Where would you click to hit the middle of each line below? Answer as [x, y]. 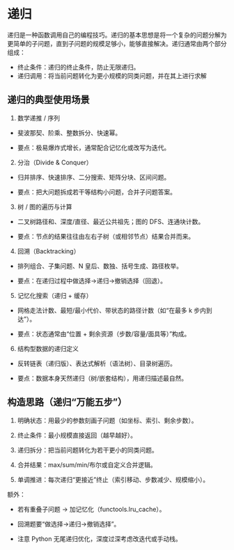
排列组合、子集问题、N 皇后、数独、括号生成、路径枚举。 [100, 266]
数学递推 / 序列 [39, 118]
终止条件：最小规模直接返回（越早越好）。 [77, 435]
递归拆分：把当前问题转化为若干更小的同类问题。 [87, 450]
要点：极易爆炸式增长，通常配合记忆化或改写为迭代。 [94, 148]
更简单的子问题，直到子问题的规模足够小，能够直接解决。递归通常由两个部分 [117, 43]
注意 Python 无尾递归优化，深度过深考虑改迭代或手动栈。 [100, 539]
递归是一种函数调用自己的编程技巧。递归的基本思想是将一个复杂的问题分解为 [117, 35]
